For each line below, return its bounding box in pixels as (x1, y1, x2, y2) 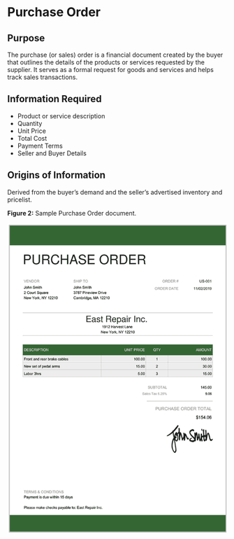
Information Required (7, 93, 102, 105)
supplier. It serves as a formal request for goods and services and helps (7, 66, 214, 73)
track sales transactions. (7, 73, 78, 81)
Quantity (17, 119, 43, 127)
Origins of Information (7, 169, 106, 181)
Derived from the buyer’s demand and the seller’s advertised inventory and (7, 188, 223, 196)
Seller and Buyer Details (17, 148, 87, 157)
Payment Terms (17, 141, 63, 150)
